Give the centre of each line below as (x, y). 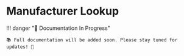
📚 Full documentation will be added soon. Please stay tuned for (92, 40)
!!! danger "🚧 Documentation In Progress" (58, 28)
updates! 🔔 (20, 47)
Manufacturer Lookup (63, 11)
